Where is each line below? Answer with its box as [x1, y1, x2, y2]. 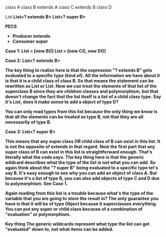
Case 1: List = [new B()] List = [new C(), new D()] [5, 48, 106, 54]
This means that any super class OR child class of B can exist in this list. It [5, 139, 161, 144]
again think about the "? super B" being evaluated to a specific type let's [5, 165, 158, 170]
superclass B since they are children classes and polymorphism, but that [5, 88, 159, 94]
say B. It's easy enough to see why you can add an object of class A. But [5, 170, 158, 176]
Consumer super [12, 38, 48, 44]
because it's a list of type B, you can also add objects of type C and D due [5, 175, 160, 181]
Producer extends [12, 33, 51, 39]
